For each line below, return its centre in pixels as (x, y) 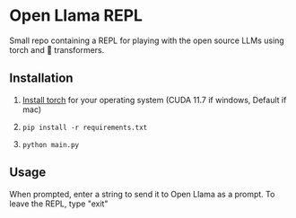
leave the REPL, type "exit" (59, 204)
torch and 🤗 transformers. (57, 49)
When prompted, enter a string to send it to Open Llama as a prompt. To (142, 194)
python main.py (51, 144)
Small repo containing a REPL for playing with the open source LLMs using (147, 40)
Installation (41, 78)
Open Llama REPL (76, 16)
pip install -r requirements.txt (85, 127)
